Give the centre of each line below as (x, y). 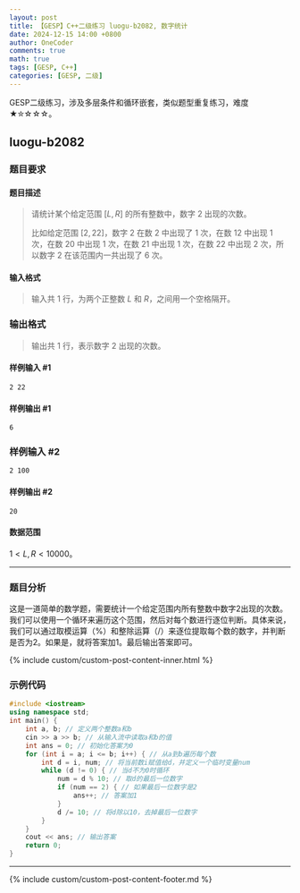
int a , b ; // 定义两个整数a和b (79, 729)
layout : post (33, 17)
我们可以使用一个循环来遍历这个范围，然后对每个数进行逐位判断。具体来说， (150, 620)
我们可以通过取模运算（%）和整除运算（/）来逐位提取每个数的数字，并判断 (147, 631)
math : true (29, 59)
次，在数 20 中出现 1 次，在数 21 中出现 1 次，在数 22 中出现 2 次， (154, 244)
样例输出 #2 (31, 492)
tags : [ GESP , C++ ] (43, 68)
